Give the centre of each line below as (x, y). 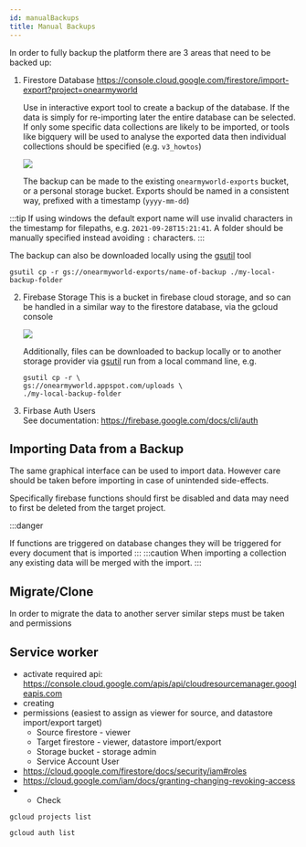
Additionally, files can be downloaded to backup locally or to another (152, 351)
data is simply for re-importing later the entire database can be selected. (159, 117)
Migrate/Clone (52, 592)
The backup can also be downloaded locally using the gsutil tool (131, 255)
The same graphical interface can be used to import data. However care (145, 471)
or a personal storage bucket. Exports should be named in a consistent (156, 191)
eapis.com (42, 693)
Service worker (54, 652)
